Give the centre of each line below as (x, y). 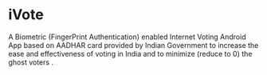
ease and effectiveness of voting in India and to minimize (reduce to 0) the (130, 53)
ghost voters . (31, 62)
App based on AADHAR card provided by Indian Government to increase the (133, 45)
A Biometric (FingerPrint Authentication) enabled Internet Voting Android (127, 37)
